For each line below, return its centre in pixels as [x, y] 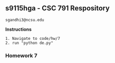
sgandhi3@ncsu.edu [25, 20]
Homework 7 [21, 55]
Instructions [19, 29]
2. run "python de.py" [29, 43]
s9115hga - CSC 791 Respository [57, 8]
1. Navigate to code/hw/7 [33, 38]
